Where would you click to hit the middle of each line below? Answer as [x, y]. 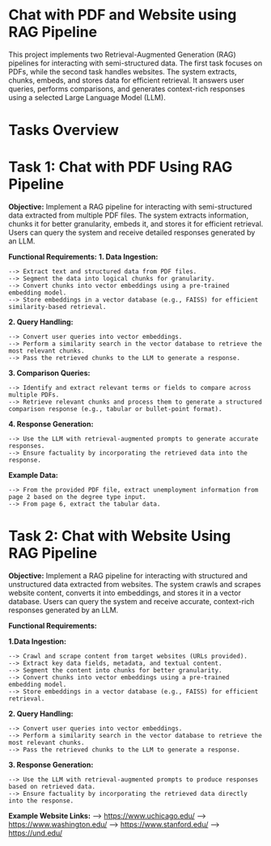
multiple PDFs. [34, 395]
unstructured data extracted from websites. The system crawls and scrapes [135, 584]
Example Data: [34, 476]
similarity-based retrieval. [57, 307]
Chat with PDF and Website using [123, 15]
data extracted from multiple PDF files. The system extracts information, [129, 215]
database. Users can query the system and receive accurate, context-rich [131, 601]
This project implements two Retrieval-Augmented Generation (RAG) [122, 54]
